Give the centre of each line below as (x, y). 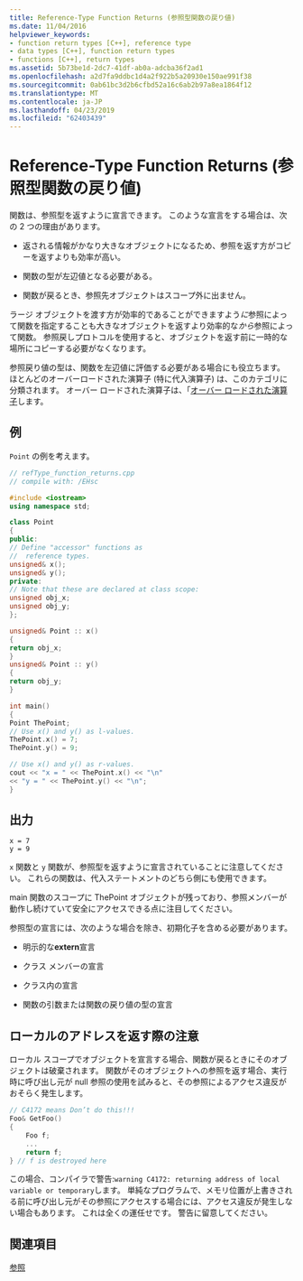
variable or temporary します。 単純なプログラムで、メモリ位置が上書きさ (147, 1190)
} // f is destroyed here (58, 1161)
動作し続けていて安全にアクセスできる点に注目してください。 (123, 909)
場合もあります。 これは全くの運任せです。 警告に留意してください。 (145, 1213)
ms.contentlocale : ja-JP (56, 102)
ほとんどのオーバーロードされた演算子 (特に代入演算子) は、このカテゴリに (149, 379)
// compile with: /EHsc (54, 481)
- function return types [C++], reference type (101, 43)
